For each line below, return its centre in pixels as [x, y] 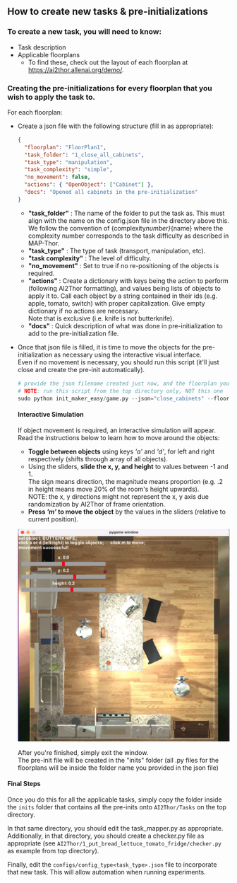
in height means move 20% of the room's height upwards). [114, 489]
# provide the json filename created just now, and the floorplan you [123, 383]
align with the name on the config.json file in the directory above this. [128, 220]
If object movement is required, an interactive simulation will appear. [117, 430]
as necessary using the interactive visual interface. [128, 354]
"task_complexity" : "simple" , [68, 170]
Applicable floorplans [48, 54]
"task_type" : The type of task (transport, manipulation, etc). [117, 250]
